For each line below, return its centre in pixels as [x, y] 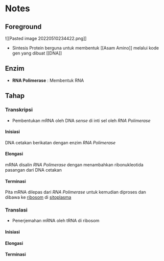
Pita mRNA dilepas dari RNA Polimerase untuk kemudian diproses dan [76, 192]
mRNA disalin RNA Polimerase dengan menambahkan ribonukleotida [74, 164]
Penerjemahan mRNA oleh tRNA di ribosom [56, 221]
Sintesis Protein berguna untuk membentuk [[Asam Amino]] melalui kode [85, 48]
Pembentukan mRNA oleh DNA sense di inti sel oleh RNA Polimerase [81, 120]
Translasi [16, 210]
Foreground [23, 27]
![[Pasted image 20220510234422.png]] [46, 38]
